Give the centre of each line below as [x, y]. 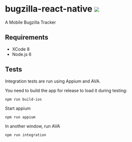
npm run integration [26, 135]
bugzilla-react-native [49, 9]
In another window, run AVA [33, 126]
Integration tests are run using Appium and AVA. [53, 81]
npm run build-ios [23, 99]
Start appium [18, 108]
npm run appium [20, 117]
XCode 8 [21, 49]
